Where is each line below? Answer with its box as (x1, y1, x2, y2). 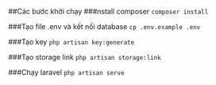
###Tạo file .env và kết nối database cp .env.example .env (8, 22, 201, 31)
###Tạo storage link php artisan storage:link (8, 53, 161, 61)
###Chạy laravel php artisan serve (8, 68, 125, 77)
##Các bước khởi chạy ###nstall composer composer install (8, 7, 209, 16)
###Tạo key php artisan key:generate (8, 37, 135, 46)
